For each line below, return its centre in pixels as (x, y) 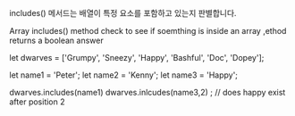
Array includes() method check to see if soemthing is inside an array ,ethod (148, 31)
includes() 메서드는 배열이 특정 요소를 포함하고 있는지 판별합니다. (123, 13)
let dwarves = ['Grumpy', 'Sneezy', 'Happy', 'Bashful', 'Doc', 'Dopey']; (137, 58)
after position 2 (37, 102)
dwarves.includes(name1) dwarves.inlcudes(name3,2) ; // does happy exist (147, 92)
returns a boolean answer (57, 40)
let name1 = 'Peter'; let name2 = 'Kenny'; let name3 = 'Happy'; (124, 75)
